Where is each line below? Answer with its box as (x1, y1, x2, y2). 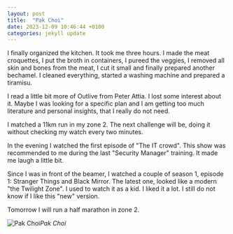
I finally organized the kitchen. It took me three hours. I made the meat (7, 49, 210, 57)
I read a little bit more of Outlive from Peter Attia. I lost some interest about (7, 92, 222, 101)
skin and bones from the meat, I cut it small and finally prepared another (7, 64, 216, 72)
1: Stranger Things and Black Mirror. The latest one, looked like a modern (7, 177, 217, 186)
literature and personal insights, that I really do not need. (7, 107, 170, 115)
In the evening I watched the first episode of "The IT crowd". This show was (7, 141, 226, 150)
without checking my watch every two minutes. (7, 128, 143, 136)
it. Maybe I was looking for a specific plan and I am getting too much (7, 99, 204, 108)
